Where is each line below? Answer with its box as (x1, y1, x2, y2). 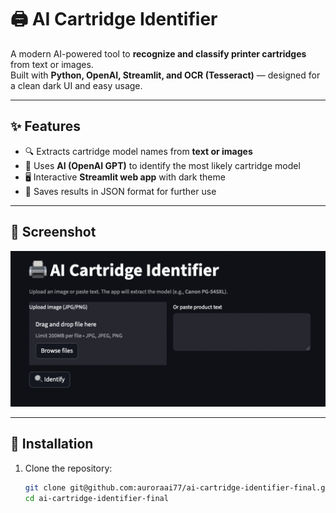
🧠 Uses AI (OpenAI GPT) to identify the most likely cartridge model (24, 159, 301, 171)
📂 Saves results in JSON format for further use (24, 185, 217, 197)
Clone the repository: (24, 462, 113, 474)
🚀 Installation (10, 436, 94, 453)
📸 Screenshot (10, 224, 97, 241)
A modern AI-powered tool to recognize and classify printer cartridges (10, 47, 307, 60)
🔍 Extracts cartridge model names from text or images (24, 145, 253, 157)
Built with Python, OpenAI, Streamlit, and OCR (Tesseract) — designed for (10, 69, 321, 81)
